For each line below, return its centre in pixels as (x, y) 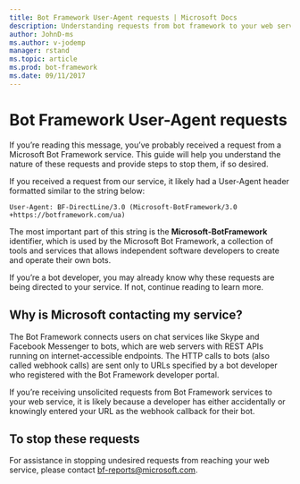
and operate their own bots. (60, 259)
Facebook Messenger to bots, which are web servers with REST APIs (136, 346)
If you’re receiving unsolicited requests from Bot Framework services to (141, 392)
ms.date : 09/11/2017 (48, 76)
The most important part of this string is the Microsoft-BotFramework (138, 231)
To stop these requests (75, 439)
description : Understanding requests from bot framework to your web (142, 26)
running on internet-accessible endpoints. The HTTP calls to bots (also (140, 355)
